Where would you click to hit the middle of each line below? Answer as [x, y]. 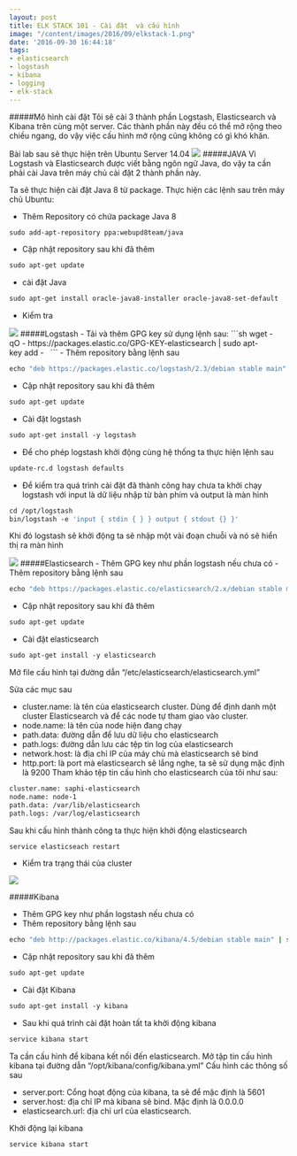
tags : [19, 50]
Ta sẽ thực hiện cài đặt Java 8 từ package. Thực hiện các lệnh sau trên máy [147, 189]
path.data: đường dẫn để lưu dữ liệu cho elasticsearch [120, 735]
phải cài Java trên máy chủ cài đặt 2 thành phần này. [105, 173]
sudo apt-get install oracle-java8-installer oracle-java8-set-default [144, 299]
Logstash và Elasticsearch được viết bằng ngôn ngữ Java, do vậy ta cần [140, 163]
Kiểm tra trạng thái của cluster [77, 863]
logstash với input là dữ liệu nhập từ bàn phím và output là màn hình [145, 494]
